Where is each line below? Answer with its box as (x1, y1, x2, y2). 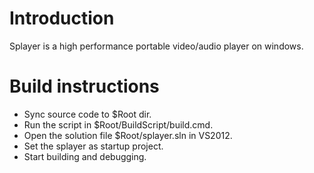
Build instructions (9, 75, 160, 98)
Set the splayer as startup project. (23, 140, 164, 152)
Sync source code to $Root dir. (23, 108, 152, 120)
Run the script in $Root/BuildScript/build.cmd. (23, 118, 214, 131)
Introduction (9, 7, 115, 30)
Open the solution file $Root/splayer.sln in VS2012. (23, 129, 233, 141)
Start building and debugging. (23, 150, 147, 162)
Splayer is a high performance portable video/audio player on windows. (9, 40, 304, 52)
